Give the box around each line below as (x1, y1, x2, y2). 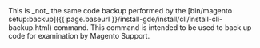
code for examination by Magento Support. (8, 31, 150, 40)
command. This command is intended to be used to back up (53, 23, 252, 32)
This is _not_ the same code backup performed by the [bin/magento (8, 6, 233, 15)
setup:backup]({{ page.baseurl (8, 14, 110, 24)
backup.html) (8, 23, 52, 32)
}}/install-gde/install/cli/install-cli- (111, 14, 222, 24)
